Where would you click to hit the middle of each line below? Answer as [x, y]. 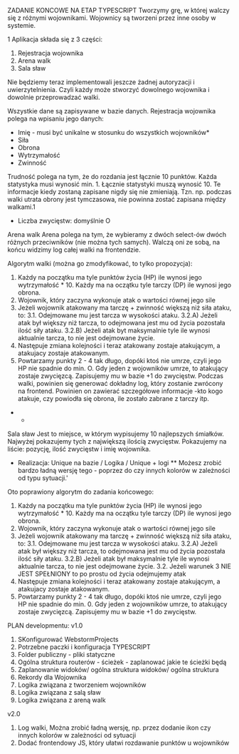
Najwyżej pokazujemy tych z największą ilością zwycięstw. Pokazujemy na [117, 441]
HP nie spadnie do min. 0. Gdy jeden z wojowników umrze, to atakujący [122, 604]
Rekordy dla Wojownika [52, 677]
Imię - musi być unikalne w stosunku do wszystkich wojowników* [113, 132]
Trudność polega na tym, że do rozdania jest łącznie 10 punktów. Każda [112, 177]
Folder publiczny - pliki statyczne [66, 654]
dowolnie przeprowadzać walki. [54, 97]
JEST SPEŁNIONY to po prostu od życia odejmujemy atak [102, 574]
